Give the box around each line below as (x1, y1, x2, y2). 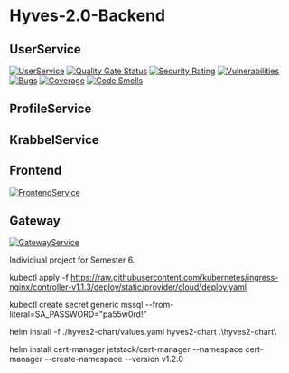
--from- (144, 300, 174, 311)
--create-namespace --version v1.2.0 (44, 354, 183, 365)
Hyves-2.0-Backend (9, 5, 165, 26)
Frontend (9, 163, 62, 178)
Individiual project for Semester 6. (9, 254, 135, 265)
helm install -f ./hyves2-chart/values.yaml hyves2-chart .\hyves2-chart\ (9, 327, 277, 338)
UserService (9, 42, 81, 57)
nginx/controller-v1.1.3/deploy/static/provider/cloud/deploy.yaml (9, 282, 247, 292)
